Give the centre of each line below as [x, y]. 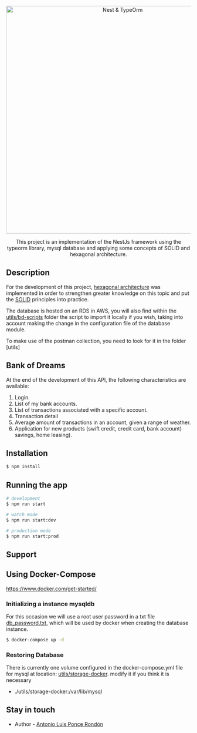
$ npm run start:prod [33, 536]
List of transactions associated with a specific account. [81, 410]
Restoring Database [35, 655]
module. [16, 329]
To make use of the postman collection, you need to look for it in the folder [96, 341]
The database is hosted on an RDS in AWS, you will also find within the [91, 311]
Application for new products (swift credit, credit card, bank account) [98, 428]
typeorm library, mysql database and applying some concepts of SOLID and [98, 248]
